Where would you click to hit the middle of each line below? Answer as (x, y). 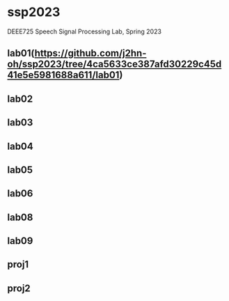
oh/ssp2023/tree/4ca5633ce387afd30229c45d (114, 64)
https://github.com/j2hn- (90, 53)
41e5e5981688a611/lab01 (63, 75)
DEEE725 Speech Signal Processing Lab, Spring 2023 (85, 31)
